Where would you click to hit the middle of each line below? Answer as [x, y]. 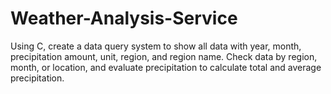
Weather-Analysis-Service [124, 18]
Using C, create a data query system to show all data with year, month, [156, 46]
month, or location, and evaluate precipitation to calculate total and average [166, 67]
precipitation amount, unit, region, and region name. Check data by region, [164, 56]
